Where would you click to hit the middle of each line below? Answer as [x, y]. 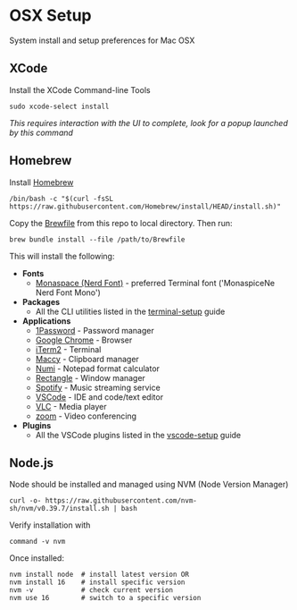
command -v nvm [37, 542]
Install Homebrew [41, 182]
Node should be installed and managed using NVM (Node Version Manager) [149, 485]
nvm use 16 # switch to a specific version [105, 598]
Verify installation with [50, 525]
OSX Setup [50, 16]
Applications [46, 321]
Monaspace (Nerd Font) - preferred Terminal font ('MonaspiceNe [155, 283]
